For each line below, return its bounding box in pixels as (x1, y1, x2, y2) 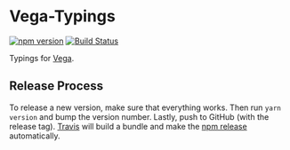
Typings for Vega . (9, 52, 75, 63)
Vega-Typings (9, 6, 116, 27)
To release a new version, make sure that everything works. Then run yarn (9, 102, 282, 113)
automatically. (9, 130, 60, 141)
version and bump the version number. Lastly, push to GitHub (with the (9, 111, 270, 122)
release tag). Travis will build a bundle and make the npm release (9, 121, 247, 131)
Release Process (9, 78, 104, 94)
